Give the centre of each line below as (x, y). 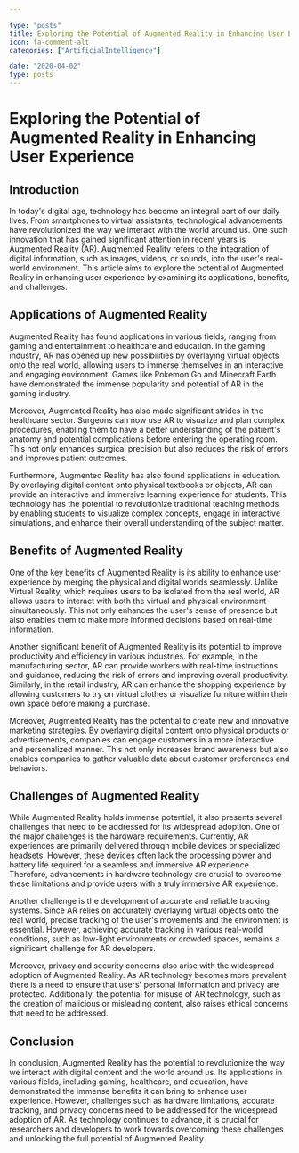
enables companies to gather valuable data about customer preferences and (149, 759)
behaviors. (29, 767)
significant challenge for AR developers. (82, 949)
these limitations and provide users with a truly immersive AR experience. (144, 883)
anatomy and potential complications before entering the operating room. (144, 439)
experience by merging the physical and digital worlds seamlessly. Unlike (144, 582)
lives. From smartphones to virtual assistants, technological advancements (146, 220)
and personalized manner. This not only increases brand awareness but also (149, 749)
